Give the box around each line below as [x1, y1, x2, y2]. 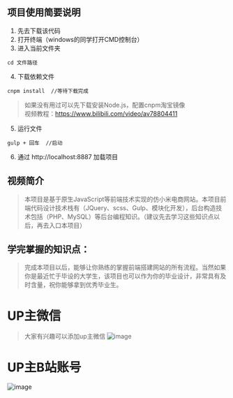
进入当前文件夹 [17, 44, 61, 52]
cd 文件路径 [7, 59, 38, 66]
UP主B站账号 [7, 359, 82, 375]
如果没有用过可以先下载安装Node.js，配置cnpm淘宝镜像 [24, 101, 186, 109]
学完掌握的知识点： [7, 244, 90, 256]
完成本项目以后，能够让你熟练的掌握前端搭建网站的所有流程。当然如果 [24, 263, 227, 272]
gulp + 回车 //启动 [7, 139, 63, 147]
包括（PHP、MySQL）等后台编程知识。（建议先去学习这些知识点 [30, 212, 214, 221]
